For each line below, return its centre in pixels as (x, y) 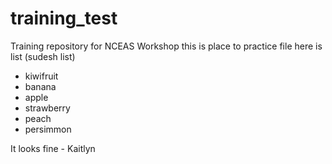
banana (40, 86)
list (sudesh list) (43, 56)
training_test (64, 18)
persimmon (48, 129)
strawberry (47, 108)
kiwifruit (41, 76)
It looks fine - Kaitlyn (53, 148)
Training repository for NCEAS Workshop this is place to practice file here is (166, 46)
